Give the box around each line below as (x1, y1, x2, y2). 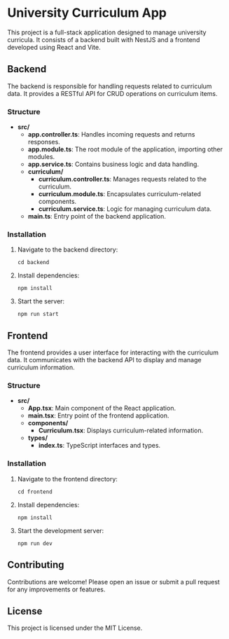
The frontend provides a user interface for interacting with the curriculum (7, 348, 219, 357)
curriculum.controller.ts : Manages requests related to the (38, 175, 207, 184)
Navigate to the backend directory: (17, 245, 118, 254)
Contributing (7, 559, 64, 571)
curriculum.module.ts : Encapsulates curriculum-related (38, 190, 202, 198)
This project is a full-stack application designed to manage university (7, 28, 207, 36)
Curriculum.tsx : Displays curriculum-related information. (38, 426, 204, 435)
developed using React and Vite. (7, 43, 101, 51)
